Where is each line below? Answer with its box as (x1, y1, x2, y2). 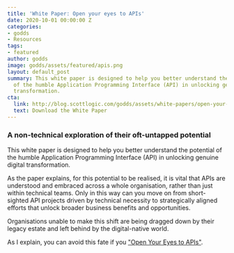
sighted (7, 196, 29, 205)
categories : (7, 23, 42, 30)
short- (187, 189, 206, 197)
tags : (7, 42, 23, 49)
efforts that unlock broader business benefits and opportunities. (7, 204, 191, 212)
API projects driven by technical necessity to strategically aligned (30, 196, 218, 205)
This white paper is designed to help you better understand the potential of (7, 146, 223, 154)
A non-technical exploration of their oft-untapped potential (7, 130, 211, 140)
